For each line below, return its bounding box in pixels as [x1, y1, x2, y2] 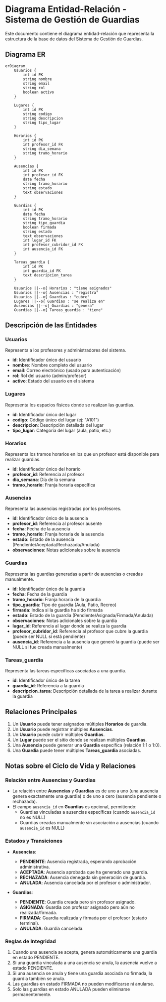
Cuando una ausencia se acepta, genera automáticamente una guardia [12, 949, 157, 955]
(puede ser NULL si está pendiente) [12, 633, 85, 639]
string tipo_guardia [23, 220, 65, 225]
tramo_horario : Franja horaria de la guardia [12, 596, 101, 602]
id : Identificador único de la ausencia [12, 515, 88, 521]
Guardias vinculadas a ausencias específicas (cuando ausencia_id [19, 809, 156, 815]
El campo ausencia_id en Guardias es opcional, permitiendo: [12, 804, 137, 810]
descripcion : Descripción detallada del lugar [12, 422, 104, 428]
